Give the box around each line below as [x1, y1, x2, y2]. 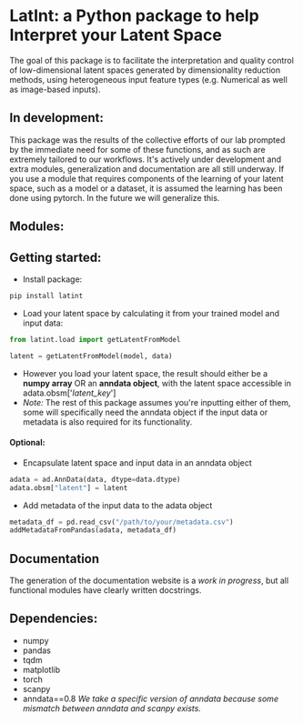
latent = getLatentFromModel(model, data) [9, 351, 173, 360]
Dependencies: [9, 611, 98, 627]
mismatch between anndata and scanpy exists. [22, 702, 202, 714]
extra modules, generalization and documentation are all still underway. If [9, 163, 285, 174]
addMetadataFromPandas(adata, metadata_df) [9, 526, 177, 535]
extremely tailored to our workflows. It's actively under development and [9, 154, 282, 165]
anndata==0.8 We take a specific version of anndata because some [22, 693, 279, 704]
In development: [9, 110, 105, 126]
